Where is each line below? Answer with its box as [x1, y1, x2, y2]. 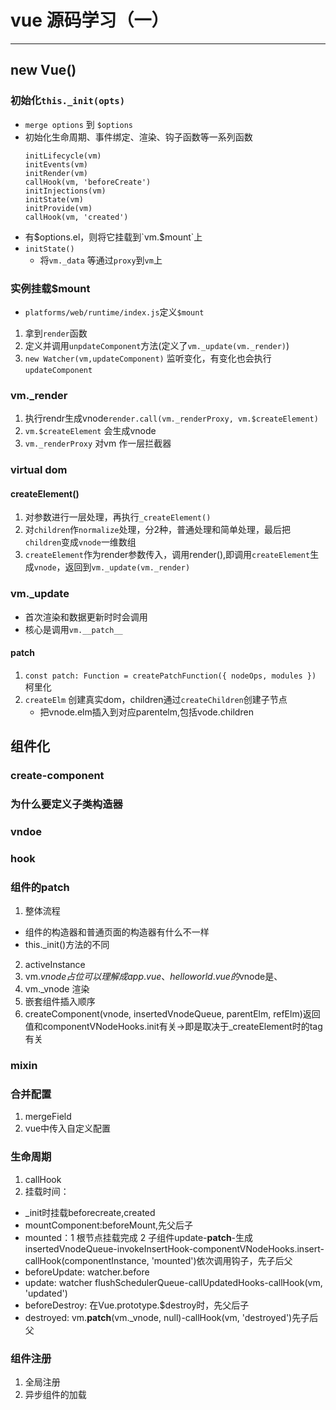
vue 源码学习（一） [10, 9, 170, 32]
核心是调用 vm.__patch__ [24, 623, 123, 635]
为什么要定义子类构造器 [10, 797, 123, 811]
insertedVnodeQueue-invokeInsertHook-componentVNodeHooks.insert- [24, 1242, 325, 1255]
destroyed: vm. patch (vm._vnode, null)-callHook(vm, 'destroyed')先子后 [24, 1311, 319, 1323]
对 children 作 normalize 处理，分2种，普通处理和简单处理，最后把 [24, 524, 292, 536]
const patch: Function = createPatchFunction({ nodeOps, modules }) [24, 671, 317, 681]
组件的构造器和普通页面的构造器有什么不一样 [24, 926, 210, 938]
